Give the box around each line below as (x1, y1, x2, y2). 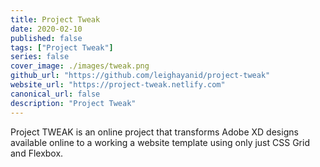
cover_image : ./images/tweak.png (10, 61, 150, 71)
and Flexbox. (10, 147, 64, 159)
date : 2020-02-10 (10, 24, 83, 34)
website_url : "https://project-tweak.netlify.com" (10, 80, 226, 90)
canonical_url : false (10, 89, 101, 99)
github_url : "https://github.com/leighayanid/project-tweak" (10, 71, 271, 81)
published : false (10, 33, 83, 43)
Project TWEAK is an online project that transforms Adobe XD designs (10, 126, 299, 138)
